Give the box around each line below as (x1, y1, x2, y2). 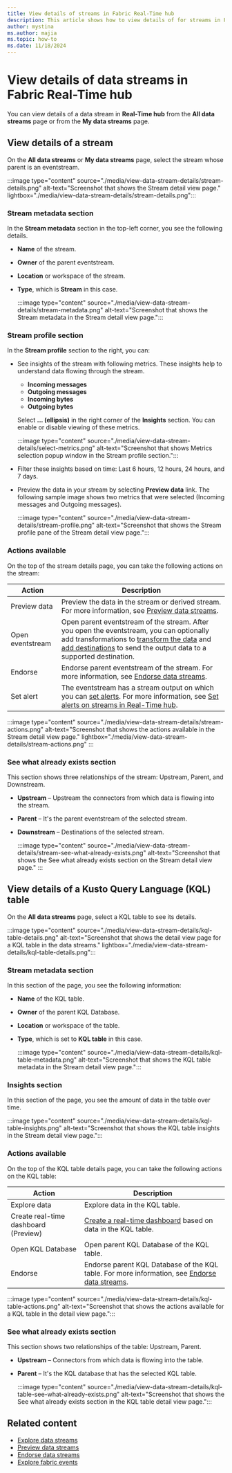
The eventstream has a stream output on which (61, 683, 214, 693)
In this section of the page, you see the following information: (7, 981, 182, 990)
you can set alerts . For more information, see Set (61, 691, 219, 701)
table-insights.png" (7, 1124, 62, 1132)
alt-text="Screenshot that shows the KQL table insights (63, 1124, 220, 1132)
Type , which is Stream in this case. (17, 285, 118, 294)
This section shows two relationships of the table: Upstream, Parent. (7, 1342, 202, 1350)
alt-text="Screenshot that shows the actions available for (61, 1302, 224, 1310)
